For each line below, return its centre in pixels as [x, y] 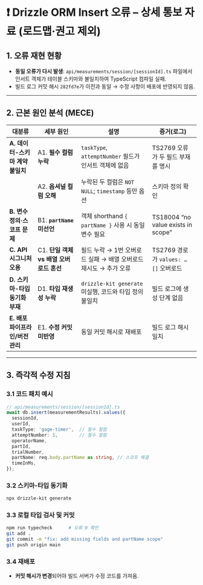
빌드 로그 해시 [170, 327]
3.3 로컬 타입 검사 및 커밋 [40, 515]
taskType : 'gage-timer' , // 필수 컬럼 [59, 429]
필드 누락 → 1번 [102, 250]
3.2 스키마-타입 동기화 [37, 485]
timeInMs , [24, 463]
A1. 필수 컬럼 [56, 152]
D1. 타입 [49, 288]
